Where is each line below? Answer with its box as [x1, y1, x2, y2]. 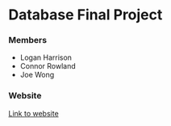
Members [8, 35, 47, 46]
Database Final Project [8, 6, 163, 24]
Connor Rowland [19, 61, 77, 71]
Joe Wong [19, 70, 55, 80]
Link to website [8, 108, 59, 118]
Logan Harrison [19, 52, 73, 62]
